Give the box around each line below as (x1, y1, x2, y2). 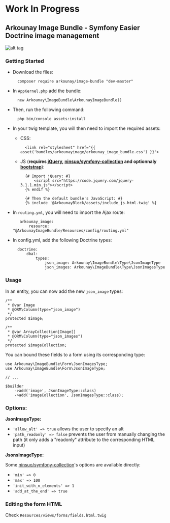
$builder (5, 383, 24, 389)
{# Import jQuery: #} (24, 174, 71, 179)
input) (12, 442, 25, 448)
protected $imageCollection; (5, 342, 67, 348)
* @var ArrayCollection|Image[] (7, 329, 76, 334)
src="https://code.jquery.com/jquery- (52, 178, 134, 183)
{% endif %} (24, 187, 50, 192)
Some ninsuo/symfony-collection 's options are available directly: (5, 461, 141, 467)
